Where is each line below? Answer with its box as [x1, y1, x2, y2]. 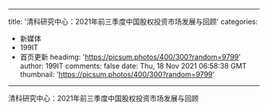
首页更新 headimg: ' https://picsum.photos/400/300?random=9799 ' [19, 53, 242, 61]
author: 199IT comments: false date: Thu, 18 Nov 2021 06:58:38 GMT [19, 61, 247, 70]
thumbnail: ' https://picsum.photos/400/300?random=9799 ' [19, 69, 215, 79]
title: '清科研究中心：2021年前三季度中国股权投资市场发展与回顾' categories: [8, 17, 258, 26]
